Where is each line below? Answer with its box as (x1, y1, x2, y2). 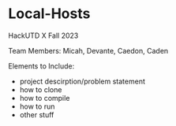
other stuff (19, 109, 54, 119)
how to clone (19, 84, 62, 94)
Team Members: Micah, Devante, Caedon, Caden (8, 46, 169, 55)
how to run (19, 102, 55, 111)
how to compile (19, 93, 70, 102)
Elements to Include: (8, 61, 75, 71)
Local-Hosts (8, 5, 91, 23)
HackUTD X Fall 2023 (8, 31, 79, 40)
